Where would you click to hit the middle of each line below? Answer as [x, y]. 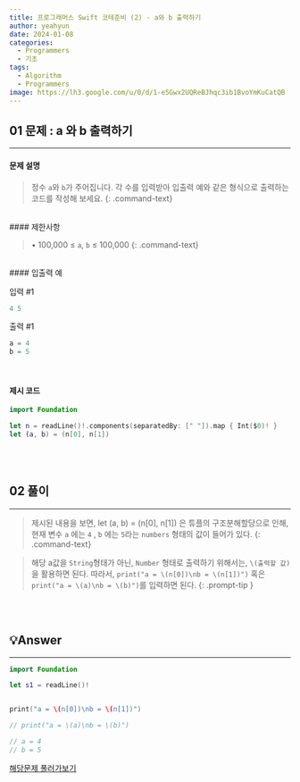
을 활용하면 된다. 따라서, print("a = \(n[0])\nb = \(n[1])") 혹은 [148, 574]
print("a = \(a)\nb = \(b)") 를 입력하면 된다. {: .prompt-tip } [142, 584]
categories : [31, 42]
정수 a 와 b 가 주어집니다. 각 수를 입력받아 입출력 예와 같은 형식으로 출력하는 [160, 187]
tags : [19, 68]
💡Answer [36, 640]
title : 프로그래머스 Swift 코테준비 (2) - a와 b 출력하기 [105, 17]
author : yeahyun [39, 26]
